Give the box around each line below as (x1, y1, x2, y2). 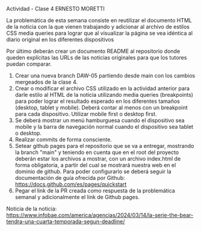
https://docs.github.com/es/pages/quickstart (14, 180, 127, 188)
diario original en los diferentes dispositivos (6, 36, 114, 43)
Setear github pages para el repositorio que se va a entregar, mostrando (14, 143, 194, 149)
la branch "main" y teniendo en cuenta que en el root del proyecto (14, 149, 179, 156)
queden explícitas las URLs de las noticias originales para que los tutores (6, 54, 187, 61)
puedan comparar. (6, 60, 52, 67)
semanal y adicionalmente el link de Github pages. (14, 194, 140, 200)
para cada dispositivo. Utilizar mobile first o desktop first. (14, 111, 157, 117)
